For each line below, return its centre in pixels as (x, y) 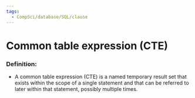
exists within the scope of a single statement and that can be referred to (102, 83)
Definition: (21, 64)
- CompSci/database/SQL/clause (50, 17)
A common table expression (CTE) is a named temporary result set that (100, 76)
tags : (13, 11)
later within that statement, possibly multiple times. (76, 89)
